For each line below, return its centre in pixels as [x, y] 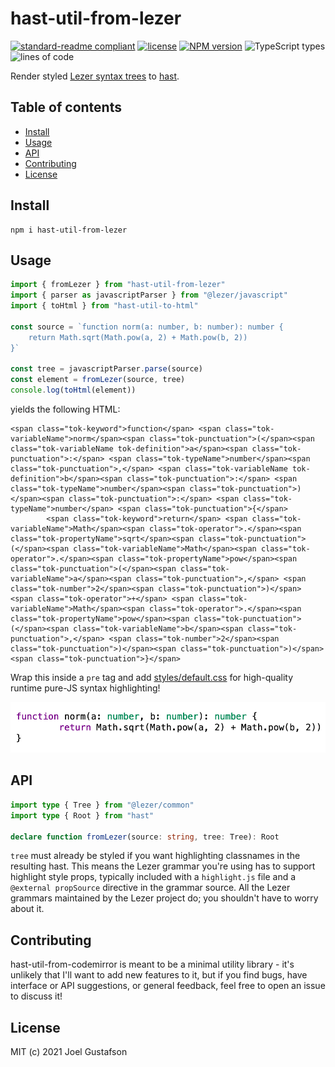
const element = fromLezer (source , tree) [98, 380]
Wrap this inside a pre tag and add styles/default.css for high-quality [151, 677]
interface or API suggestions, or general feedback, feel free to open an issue [168, 986]
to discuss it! [36, 996]
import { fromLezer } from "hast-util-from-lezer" [118, 285]
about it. [27, 909]
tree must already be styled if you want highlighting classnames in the [155, 856]
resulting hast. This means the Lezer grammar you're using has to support [163, 866]
